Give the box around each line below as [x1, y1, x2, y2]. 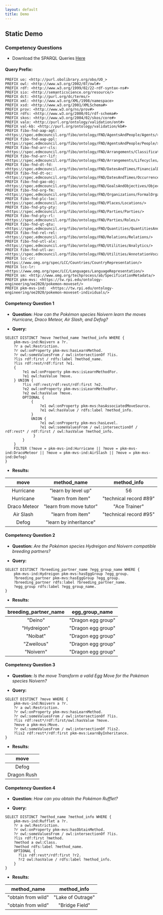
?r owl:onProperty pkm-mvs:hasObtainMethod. [14, 827, 105, 832]
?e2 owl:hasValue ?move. [22, 390, 73, 396]
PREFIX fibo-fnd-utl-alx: [5, 239, 57, 244]
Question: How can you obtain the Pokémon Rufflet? [12, 796, 118, 802]
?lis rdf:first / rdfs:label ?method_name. [14, 356, 103, 362]
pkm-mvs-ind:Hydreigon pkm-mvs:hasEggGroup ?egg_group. [14, 571, 130, 576]
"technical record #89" [102, 495, 155, 502]
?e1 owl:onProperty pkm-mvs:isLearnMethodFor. [22, 369, 118, 374]
